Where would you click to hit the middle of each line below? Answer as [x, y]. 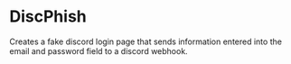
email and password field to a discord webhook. [99, 50]
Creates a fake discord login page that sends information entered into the [146, 41]
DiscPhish [48, 17]
